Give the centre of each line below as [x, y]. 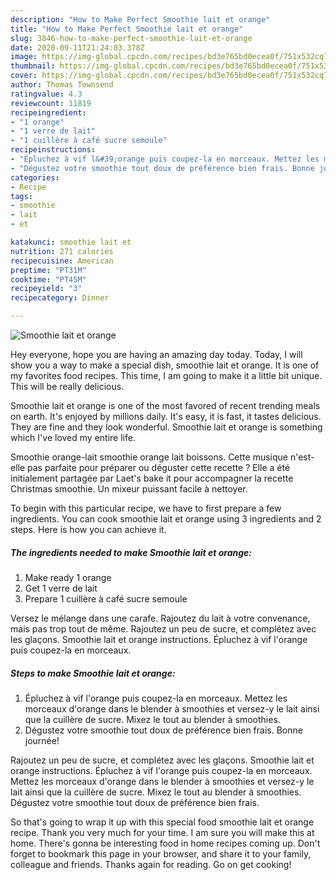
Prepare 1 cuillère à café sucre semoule [106, 598]
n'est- [302, 457]
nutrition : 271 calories [62, 251]
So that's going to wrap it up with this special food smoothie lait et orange [162, 822]
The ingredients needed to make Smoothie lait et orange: [131, 552]
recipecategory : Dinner [60, 298]
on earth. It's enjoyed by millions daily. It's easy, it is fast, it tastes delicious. [166, 416]
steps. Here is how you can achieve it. [88, 529]
